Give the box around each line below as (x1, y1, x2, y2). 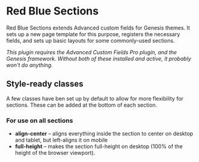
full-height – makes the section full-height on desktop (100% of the (14, 143, 183, 150)
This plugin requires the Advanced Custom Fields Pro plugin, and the (6, 48, 177, 55)
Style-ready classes (6, 79, 84, 89)
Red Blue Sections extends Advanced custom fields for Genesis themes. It (6, 24, 191, 31)
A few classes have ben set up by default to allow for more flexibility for (6, 95, 184, 102)
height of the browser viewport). (14, 149, 96, 157)
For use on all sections (6, 116, 73, 125)
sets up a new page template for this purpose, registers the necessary (6, 30, 180, 37)
